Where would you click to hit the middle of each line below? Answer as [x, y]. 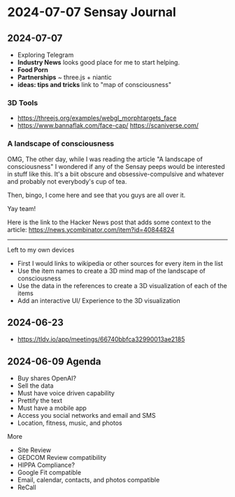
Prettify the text [40, 401]
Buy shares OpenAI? [47, 379]
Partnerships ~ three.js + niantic [64, 77]
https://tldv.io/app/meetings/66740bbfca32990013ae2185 [101, 339]
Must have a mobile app [52, 408]
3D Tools [23, 102]
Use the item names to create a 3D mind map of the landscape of [112, 271]
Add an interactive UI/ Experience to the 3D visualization [99, 300]
